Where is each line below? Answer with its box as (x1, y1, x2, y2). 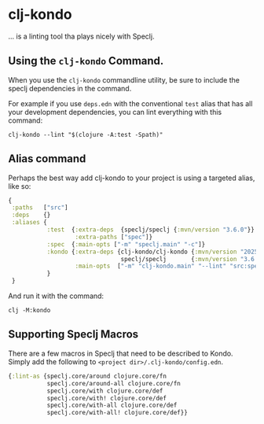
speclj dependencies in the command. (8, 83, 132, 93)
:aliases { (11, 219, 47, 227)
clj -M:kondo (8, 307, 51, 315)
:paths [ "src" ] (11, 204, 68, 212)
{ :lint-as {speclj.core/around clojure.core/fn (8, 372, 167, 380)
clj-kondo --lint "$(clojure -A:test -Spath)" (8, 131, 163, 138)
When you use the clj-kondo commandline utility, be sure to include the (8, 75, 240, 84)
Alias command (8, 152, 86, 166)
